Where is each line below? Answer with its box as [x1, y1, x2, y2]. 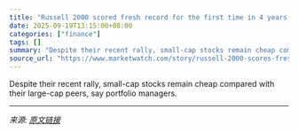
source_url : [9, 54, 53, 63]
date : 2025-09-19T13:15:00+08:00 [9, 21, 133, 30]
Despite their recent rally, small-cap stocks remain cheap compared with [9, 79, 275, 89]
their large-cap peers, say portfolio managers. [9, 88, 177, 98]
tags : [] [9, 37, 42, 47]
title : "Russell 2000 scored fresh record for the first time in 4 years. [9, 12, 292, 22]
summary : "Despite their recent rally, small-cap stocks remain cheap [9, 46, 276, 55]
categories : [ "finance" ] [9, 29, 101, 38]
